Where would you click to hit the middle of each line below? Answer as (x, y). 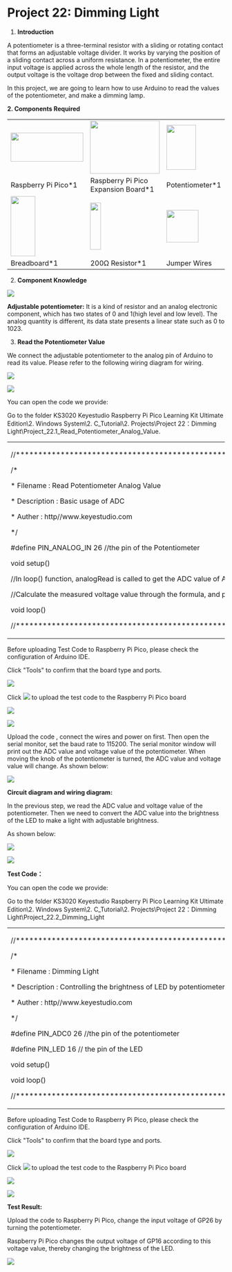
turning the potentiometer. (44, 1228)
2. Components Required (44, 108)
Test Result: (25, 1207)
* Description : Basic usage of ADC (68, 501)
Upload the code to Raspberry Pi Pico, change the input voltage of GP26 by (115, 1220)
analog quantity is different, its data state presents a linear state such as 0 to (116, 321)
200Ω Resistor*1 (118, 263)
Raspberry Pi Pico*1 (44, 185)
